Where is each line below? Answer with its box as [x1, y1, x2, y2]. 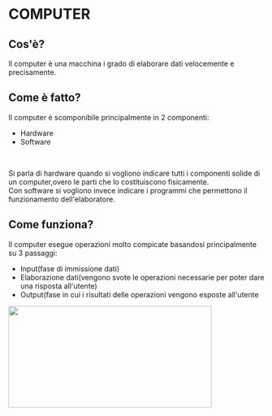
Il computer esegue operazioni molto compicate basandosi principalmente [8, 239, 257, 249]
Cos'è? [8, 37, 45, 51]
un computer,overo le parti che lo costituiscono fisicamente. [8, 176, 209, 187]
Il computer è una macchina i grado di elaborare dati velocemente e [8, 58, 235, 68]
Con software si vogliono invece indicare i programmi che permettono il [8, 185, 248, 195]
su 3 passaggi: [8, 248, 58, 258]
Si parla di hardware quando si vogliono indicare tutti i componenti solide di [8, 168, 261, 178]
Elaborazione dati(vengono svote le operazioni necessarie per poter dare [19, 272, 265, 282]
